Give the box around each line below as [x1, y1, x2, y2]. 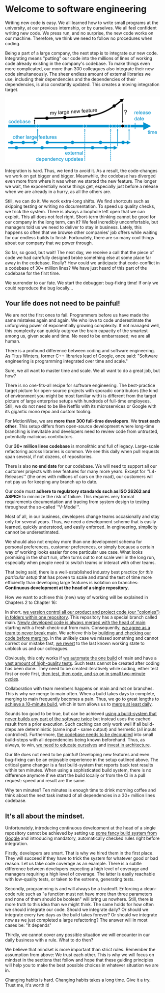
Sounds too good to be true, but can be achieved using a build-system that [5, 711, 157, 717]
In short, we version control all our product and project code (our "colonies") [5, 609, 160, 615]
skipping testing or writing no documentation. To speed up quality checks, [5, 203, 156, 209]
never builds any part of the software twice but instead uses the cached [5, 716, 151, 722]
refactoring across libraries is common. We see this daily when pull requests [5, 449, 160, 454]
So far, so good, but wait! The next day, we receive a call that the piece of [5, 249, 154, 255]
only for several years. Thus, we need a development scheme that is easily [5, 519, 156, 525]
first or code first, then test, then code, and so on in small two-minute [5, 671, 146, 677]
